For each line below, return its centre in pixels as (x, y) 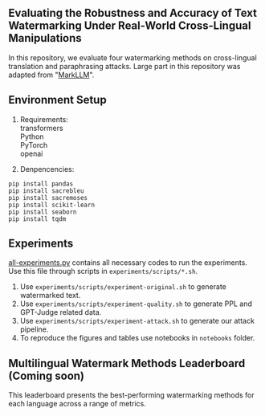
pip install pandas (41, 184)
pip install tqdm (37, 219)
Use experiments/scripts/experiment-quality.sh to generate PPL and (136, 304)
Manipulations (45, 38)
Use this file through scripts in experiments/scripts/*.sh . (103, 271)
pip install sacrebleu (46, 191)
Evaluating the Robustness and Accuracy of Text (132, 13)
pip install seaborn (43, 212)
